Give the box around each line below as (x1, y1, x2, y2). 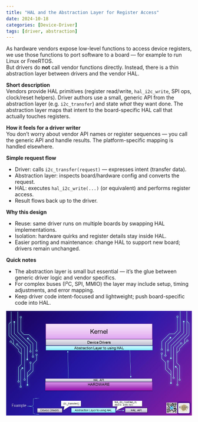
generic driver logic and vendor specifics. (14, 274, 117, 281)
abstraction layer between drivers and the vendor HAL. (6, 70, 140, 77)
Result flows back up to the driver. (14, 197, 98, 205)
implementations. (14, 226, 57, 233)
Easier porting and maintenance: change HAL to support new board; (14, 239, 181, 246)
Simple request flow (6, 154, 57, 161)
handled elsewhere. (6, 143, 54, 150)
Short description (6, 81, 50, 88)
